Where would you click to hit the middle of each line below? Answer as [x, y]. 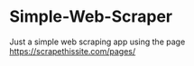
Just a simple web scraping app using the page [97, 42]
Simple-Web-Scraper [91, 17]
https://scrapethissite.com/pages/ [73, 51]
